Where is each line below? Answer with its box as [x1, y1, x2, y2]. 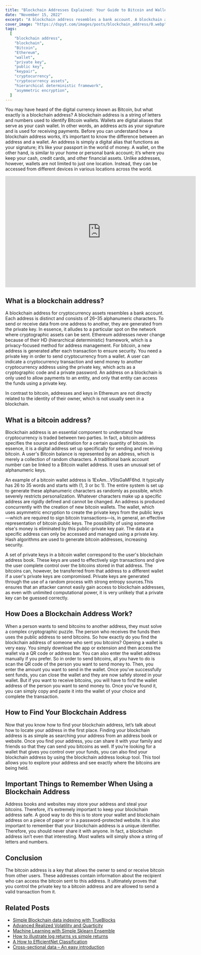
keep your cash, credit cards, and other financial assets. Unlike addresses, [5, 155, 161, 161]
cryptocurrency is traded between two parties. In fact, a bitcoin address [5, 435, 156, 441]
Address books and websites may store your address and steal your [5, 801, 148, 807]
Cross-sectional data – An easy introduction [12, 944, 105, 950]
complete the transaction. [5, 693, 59, 700]
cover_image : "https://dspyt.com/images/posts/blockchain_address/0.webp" [5, 21, 167, 27]
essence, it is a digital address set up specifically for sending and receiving [5, 446, 162, 451]
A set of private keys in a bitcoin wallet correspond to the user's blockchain [5, 552, 163, 558]
